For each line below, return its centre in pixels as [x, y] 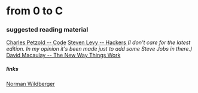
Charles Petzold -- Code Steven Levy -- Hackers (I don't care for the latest [98, 42]
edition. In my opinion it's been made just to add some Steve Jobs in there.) [99, 49]
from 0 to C [35, 11]
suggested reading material [47, 30]
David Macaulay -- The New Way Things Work [63, 55]
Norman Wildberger [31, 84]
